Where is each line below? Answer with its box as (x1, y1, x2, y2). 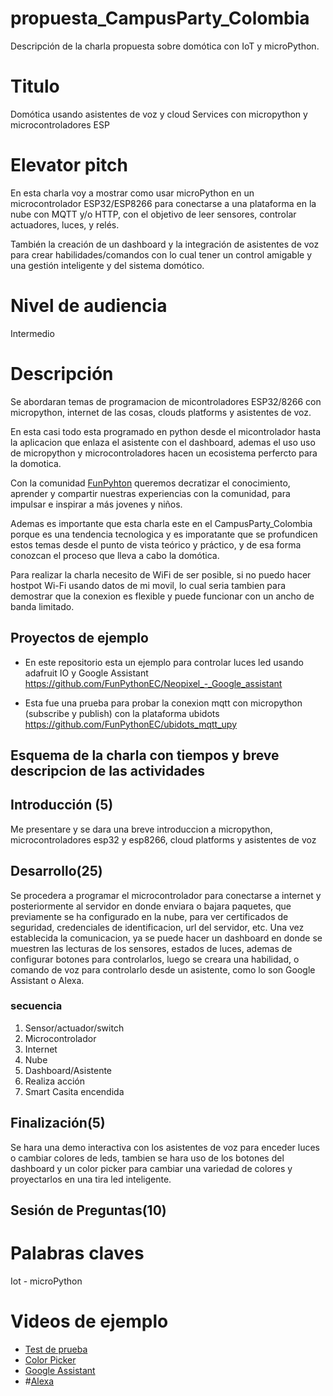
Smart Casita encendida (24, 1085, 125, 1097)
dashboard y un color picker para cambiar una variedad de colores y (10, 1162, 293, 1174)
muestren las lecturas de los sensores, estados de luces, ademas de (10, 942, 293, 954)
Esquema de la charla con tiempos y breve (10, 747, 280, 764)
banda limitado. (10, 600, 75, 612)
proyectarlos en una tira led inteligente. (10, 1173, 172, 1185)
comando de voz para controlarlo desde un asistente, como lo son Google (10, 963, 316, 976)
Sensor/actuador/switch (24, 1022, 125, 1034)
